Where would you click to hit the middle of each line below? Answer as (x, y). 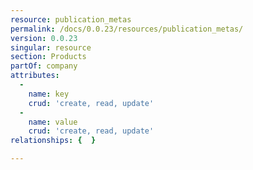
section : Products (48, 57)
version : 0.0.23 (44, 38)
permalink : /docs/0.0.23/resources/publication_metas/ (127, 29)
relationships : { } (53, 141)
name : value (53, 122)
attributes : (35, 76)
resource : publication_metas (71, 19)
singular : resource (51, 47)
